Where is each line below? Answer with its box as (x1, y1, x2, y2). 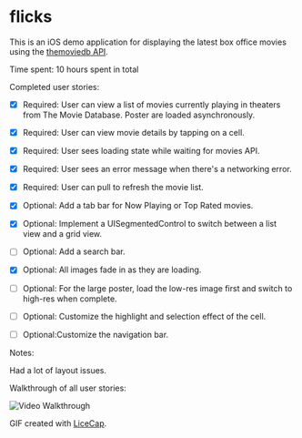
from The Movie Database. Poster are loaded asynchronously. (22, 109, 256, 120)
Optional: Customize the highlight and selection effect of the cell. (22, 311, 267, 321)
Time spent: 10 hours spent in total (9, 64, 139, 75)
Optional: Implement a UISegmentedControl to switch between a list (22, 219, 277, 229)
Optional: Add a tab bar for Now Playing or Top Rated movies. (22, 200, 254, 211)
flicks (9, 6, 53, 27)
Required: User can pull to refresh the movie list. (22, 182, 205, 193)
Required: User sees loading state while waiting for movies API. (22, 146, 260, 157)
